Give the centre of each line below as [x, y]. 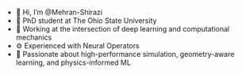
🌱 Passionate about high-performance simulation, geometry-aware [125, 54]
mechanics [34, 37]
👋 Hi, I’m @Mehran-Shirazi [59, 12]
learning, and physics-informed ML [73, 62]
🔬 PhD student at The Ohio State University [86, 21]
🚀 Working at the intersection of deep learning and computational [123, 29]
